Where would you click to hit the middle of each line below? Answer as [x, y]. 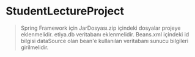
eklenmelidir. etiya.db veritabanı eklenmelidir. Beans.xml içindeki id [105, 34]
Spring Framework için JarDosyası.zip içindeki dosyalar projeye [101, 28]
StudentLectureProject [65, 11]
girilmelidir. [35, 47]
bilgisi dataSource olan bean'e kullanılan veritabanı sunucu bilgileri [105, 41]
